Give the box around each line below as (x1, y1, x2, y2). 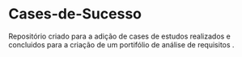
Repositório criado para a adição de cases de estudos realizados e (8, 31, 231, 41)
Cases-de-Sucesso (8, 5, 142, 23)
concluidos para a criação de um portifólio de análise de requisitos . (8, 39, 235, 49)
